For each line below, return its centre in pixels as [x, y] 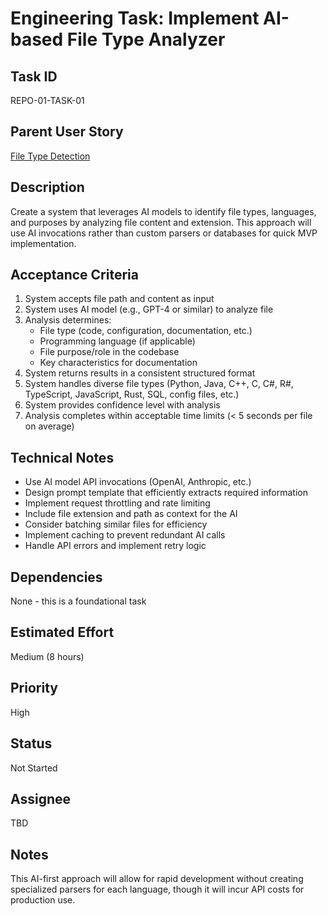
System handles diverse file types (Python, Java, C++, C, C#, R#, [159, 384]
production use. [43, 900]
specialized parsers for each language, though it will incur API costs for [157, 889]
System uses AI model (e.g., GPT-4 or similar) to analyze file [149, 309]
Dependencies [56, 577]
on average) [49, 426]
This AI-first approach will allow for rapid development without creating [157, 879]
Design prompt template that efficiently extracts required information [166, 493]
